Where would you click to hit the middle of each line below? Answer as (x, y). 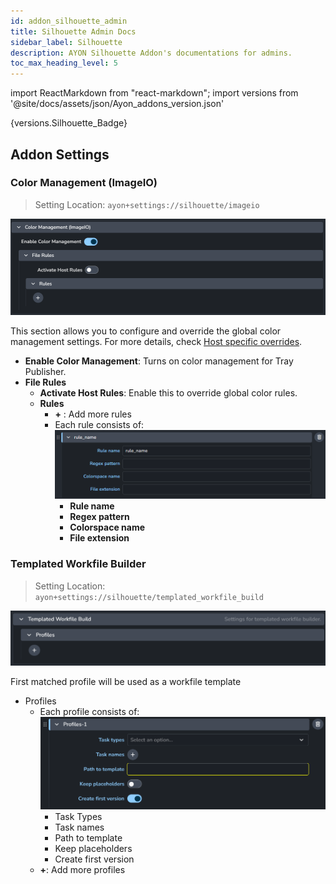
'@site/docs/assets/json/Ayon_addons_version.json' (117, 104)
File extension (99, 538)
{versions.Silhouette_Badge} (69, 123)
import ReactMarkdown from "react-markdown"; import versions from (154, 93)
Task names (79, 827)
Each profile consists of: (89, 712)
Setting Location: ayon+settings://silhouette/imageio (147, 204)
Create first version (94, 859)
